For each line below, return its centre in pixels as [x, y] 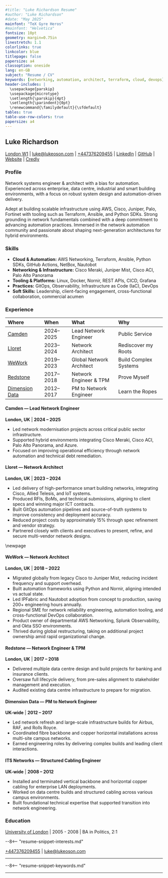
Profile [13, 172]
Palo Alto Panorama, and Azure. [45, 445]
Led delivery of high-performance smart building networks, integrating [85, 488]
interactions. [25, 749]
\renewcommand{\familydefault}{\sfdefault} [55, 108]
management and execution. [42, 685]
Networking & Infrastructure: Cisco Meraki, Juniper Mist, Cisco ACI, [83, 270]
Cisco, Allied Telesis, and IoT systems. [52, 493]
